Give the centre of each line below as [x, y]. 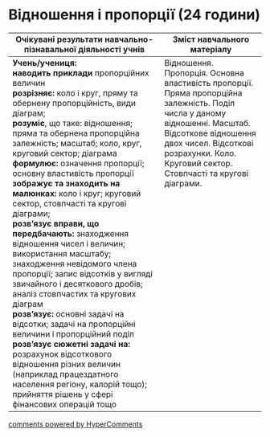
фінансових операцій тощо [64, 404]
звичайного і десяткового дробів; [78, 284]
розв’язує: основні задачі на [68, 313]
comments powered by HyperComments [76, 424]
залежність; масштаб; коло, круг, [77, 143]
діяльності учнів [112, 49]
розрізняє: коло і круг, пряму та [75, 92]
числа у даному [195, 112]
